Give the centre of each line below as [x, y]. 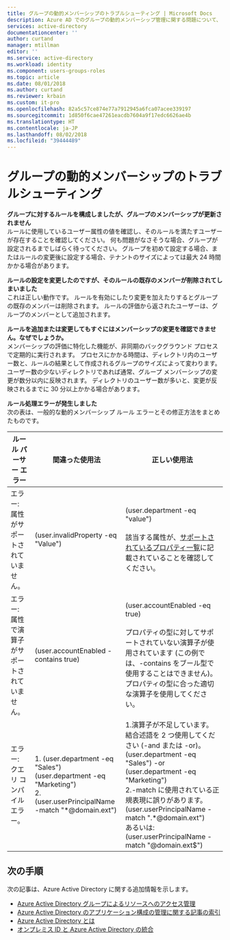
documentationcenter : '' [42, 33]
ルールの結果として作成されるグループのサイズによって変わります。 [126, 363]
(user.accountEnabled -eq [168, 606]
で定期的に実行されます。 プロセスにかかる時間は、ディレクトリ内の [103, 355]
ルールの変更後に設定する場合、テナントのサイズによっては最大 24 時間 [120, 257]
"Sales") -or [145, 763]
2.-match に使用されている [169, 790]
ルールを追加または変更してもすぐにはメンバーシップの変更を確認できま [109, 329]
